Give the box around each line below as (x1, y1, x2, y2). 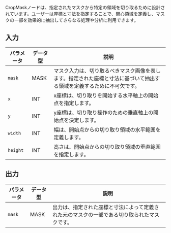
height (8, 147, 24, 153)
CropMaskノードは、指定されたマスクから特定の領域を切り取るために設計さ (5, 5, 165, 10)
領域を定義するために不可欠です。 (59, 82, 140, 89)
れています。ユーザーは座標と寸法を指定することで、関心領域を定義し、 (5, 11, 156, 17)
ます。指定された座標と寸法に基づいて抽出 (53, 75, 155, 82)
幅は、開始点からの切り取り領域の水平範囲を (53, 126, 161, 133)
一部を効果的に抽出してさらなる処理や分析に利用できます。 (14, 17, 139, 23)
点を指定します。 (53, 99, 94, 107)
